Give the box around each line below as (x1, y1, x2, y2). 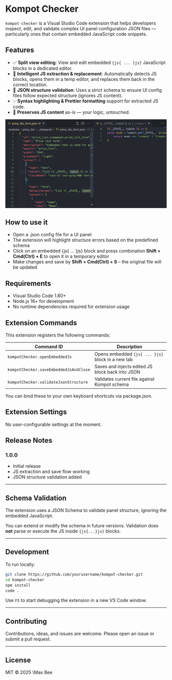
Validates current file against (94, 376, 155, 382)
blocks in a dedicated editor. (12, 65, 73, 71)
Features (5, 46, 34, 54)
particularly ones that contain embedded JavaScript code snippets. (5, 31, 147, 37)
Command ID (34, 343, 63, 349)
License (5, 655, 31, 664)
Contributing (5, 617, 47, 626)
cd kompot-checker (5, 577, 45, 582)
